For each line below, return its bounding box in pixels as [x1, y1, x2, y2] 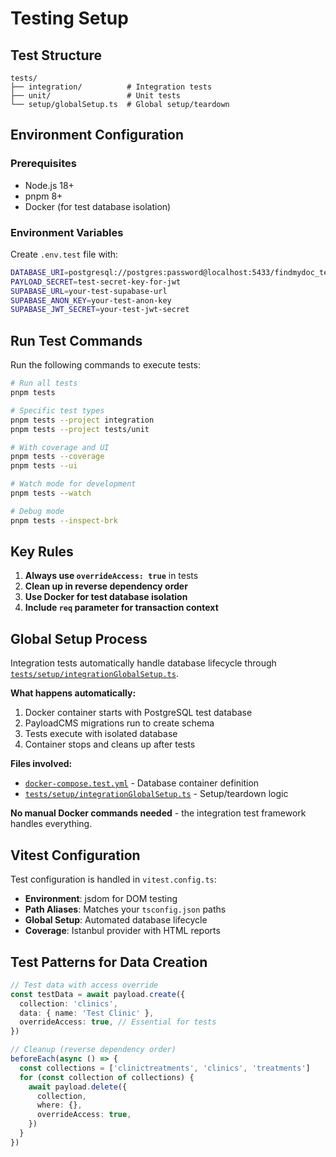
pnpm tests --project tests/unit [10, 424, 150, 434]
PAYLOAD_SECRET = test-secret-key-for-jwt [10, 277, 182, 287]
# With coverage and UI [10, 442, 110, 452]
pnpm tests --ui [10, 461, 78, 471]
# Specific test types [10, 405, 105, 416]
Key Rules [10, 543, 74, 561]
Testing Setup [10, 7, 129, 30]
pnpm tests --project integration [10, 415, 155, 425]
